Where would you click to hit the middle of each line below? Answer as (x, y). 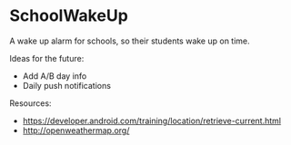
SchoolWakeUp (69, 16)
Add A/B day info (55, 76)
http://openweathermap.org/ (76, 130)
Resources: (30, 103)
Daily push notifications (67, 85)
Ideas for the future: (47, 58)
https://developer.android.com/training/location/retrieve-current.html (152, 121)
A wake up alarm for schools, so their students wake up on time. (130, 41)
